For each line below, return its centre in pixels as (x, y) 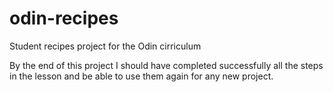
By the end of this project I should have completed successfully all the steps (166, 65)
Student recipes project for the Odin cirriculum (105, 46)
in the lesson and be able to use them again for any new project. (141, 76)
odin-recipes (64, 18)
